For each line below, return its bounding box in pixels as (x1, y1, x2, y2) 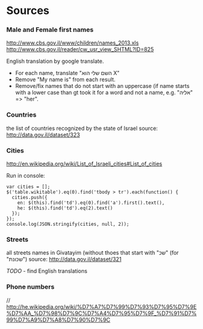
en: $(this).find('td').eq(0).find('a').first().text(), (17, 200, 165, 206)
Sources (6, 4, 50, 18)
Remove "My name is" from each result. (15, 76, 116, 83)
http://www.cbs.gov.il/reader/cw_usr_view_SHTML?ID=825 (6, 46, 154, 53)
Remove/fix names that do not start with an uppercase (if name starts (15, 82, 190, 90)
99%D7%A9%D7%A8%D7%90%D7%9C (6, 316, 111, 324)
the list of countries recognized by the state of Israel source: (6, 125, 158, 132)
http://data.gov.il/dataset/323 (6, 131, 80, 138)
